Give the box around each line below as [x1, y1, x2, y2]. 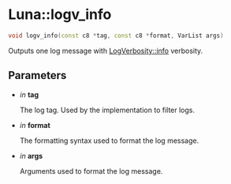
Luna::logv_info [8, 6, 112, 24]
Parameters [8, 69, 67, 82]
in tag [19, 89, 39, 100]
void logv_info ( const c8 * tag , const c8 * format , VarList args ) [8, 32, 224, 39]
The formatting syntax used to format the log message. [19, 136, 199, 145]
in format [19, 120, 51, 130]
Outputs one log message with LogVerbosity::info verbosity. [8, 46, 203, 55]
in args [19, 151, 43, 160]
